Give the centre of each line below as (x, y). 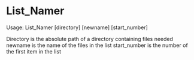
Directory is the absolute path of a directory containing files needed (90, 39)
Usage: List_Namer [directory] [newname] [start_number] (77, 27)
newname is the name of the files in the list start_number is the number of (97, 45)
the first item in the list (34, 51)
